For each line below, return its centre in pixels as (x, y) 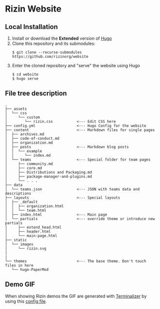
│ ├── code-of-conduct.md (32, 138)
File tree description (36, 94)
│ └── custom (23, 117)
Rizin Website (33, 9)
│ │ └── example (24, 151)
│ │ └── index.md (28, 155)
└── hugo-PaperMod (30, 269)
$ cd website (25, 74)
